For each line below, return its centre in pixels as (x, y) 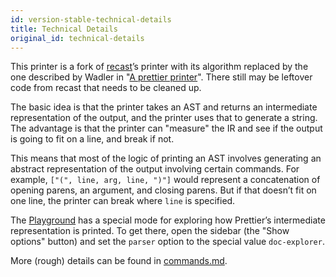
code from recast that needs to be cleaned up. (106, 88)
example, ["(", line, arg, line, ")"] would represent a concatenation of (165, 180)
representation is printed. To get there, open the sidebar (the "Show (150, 231)
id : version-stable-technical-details (91, 19)
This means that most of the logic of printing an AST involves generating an (166, 158)
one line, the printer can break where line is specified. (123, 201)
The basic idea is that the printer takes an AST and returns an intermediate (164, 107)
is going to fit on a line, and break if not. (92, 139)
